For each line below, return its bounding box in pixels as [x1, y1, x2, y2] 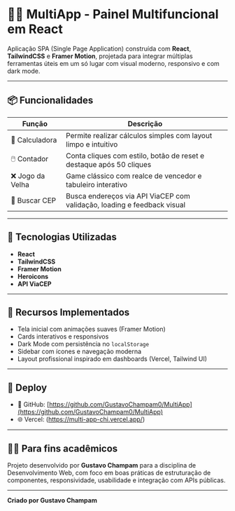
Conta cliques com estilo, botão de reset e [66, 151, 205, 161]
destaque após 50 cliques [66, 159, 152, 169]
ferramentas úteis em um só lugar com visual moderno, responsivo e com [7, 59, 220, 67]
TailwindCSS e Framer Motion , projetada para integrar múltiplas [7, 52, 194, 60]
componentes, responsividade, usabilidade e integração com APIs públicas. [7, 476, 226, 484]
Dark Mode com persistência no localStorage [17, 340, 149, 348]
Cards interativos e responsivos [17, 332, 109, 341]
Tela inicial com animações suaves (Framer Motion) [17, 325, 166, 334]
